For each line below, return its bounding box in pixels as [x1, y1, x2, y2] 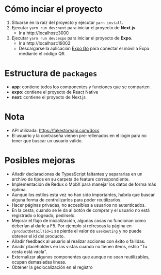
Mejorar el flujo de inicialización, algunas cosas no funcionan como [11, 217, 146, 223]
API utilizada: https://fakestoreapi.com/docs [11, 127, 100, 133]
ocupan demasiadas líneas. [11, 259, 66, 265]
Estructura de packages [4, 68, 97, 79]
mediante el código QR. [18, 50, 66, 57]
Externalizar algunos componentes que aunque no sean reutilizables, [11, 254, 150, 259]
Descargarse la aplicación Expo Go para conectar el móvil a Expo [18, 45, 150, 51]
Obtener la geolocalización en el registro [11, 264, 93, 270]
